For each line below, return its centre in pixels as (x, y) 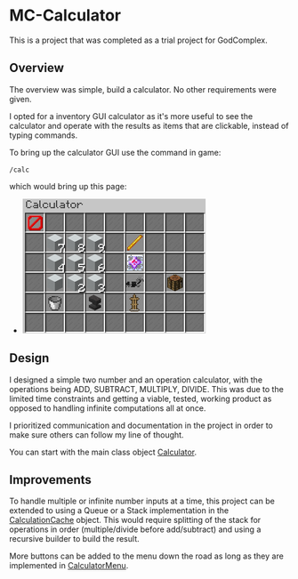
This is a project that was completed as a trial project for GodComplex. (139, 40)
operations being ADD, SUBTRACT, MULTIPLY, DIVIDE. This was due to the (147, 389)
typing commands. (44, 135)
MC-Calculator (65, 16)
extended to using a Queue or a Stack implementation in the (119, 511)
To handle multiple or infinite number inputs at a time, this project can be (142, 501)
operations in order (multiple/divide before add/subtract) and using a (135, 529)
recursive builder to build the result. (74, 539)
